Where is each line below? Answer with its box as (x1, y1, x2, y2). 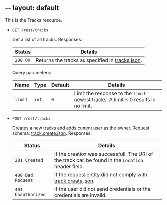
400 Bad (14, 172, 33, 178)
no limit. (74, 102, 92, 109)
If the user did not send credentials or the (54, 185, 151, 192)
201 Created (14, 157, 43, 163)
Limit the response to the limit (74, 90, 146, 97)
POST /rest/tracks (12, 116, 51, 121)
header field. (54, 163, 84, 170)
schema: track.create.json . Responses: (12, 130, 92, 136)
